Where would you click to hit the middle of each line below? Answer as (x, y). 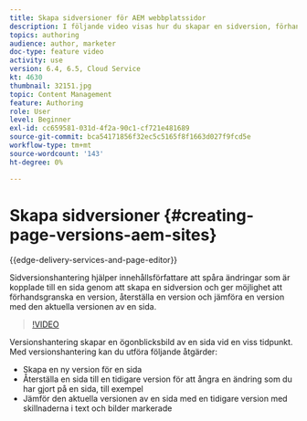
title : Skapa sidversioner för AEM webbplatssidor (108, 18)
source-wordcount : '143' (57, 153)
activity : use (37, 60)
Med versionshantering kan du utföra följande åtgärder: (113, 352)
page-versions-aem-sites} (113, 235)
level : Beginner (40, 120)
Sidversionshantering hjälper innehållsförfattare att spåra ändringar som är (150, 278)
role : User (30, 111)
